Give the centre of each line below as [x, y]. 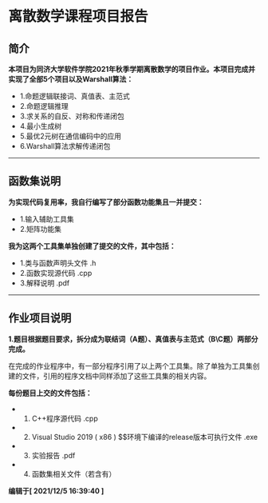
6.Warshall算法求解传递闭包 [65, 146]
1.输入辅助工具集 [47, 219]
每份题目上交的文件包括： [50, 393]
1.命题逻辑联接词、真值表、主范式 [75, 96]
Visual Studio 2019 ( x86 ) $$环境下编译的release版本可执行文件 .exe [144, 437]
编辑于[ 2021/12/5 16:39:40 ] [56, 491]
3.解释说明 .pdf [45, 283]
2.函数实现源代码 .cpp [56, 273]
